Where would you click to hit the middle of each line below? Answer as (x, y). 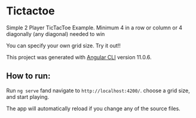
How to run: (28, 76)
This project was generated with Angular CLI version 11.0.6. (79, 57)
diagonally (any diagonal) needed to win (56, 34)
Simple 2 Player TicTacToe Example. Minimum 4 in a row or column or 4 (94, 28)
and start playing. (28, 96)
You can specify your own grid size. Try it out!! (64, 46)
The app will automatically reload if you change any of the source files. (93, 108)
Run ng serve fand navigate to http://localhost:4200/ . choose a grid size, (98, 90)
